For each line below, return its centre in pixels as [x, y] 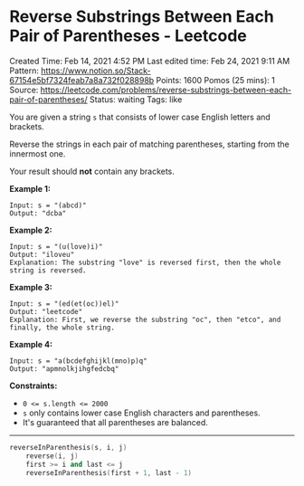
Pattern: [24, 71]
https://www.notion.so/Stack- [95, 71]
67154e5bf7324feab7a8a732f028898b [82, 80]
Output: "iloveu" [42, 254]
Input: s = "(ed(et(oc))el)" [64, 304]
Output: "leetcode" [46, 311]
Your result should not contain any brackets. [92, 171]
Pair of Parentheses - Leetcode [128, 36]
